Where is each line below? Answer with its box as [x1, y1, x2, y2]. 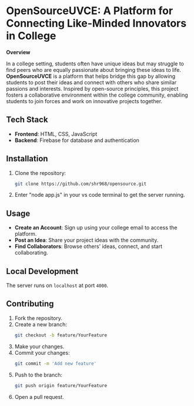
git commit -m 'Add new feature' [14, 361, 97, 367]
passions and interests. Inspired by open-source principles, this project [6, 85, 179, 92]
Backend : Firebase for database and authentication [14, 137, 140, 144]
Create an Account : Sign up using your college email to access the [14, 224, 178, 231]
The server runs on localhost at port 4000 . [6, 282, 109, 289]
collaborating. [14, 249, 48, 256]
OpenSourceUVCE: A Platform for [6, 4, 173, 18]
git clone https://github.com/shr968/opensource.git [14, 181, 147, 187]
